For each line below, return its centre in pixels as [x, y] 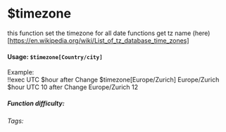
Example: [21, 72]
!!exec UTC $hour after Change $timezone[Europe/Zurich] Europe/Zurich [113, 80]
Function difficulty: [36, 103]
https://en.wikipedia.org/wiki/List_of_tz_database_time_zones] [99, 40]
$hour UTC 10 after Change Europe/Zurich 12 [73, 87]
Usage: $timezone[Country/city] [55, 57]
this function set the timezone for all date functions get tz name [99, 33]
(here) [201, 33]
